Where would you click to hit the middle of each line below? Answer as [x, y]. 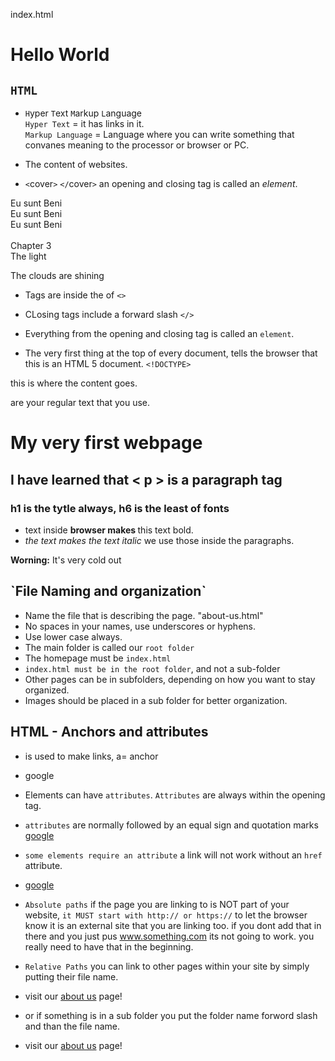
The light [28, 256]
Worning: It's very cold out [66, 560]
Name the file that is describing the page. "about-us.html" [144, 615]
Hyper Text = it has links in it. [84, 123]
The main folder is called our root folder [109, 647]
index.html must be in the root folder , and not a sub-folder [152, 668]
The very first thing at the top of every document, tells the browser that [171, 353]
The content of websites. [76, 164]
